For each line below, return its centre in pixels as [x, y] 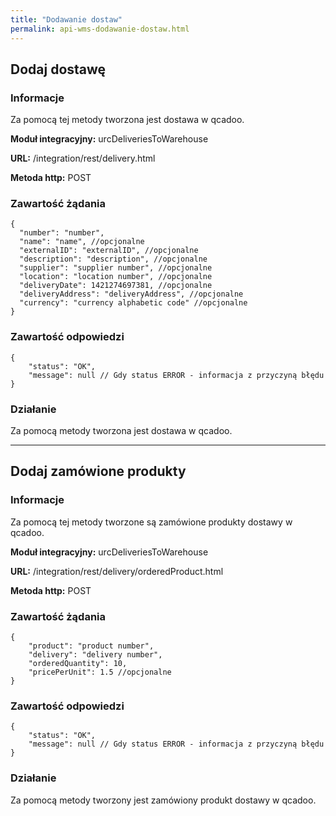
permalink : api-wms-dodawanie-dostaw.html [100, 29]
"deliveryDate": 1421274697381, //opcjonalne [116, 286]
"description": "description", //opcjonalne [113, 259]
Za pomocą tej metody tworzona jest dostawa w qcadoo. [127, 120]
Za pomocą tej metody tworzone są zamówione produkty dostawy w [151, 522]
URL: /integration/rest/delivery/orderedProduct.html [117, 571]
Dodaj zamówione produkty [98, 471]
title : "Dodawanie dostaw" [66, 19]
